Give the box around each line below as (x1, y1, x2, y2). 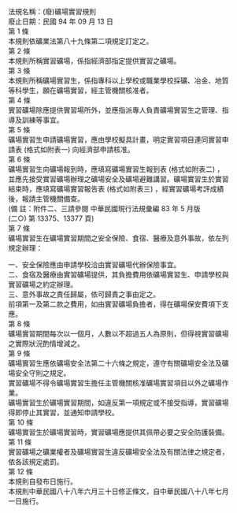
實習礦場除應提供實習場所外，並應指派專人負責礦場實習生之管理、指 (8, 106, 229, 114)
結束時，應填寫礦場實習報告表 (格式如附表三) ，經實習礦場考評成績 (8, 184, 224, 193)
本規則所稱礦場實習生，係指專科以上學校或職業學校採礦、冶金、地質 (8, 76, 229, 85)
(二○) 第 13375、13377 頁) (8, 214, 94, 223)
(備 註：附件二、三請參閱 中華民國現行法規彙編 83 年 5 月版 (8, 204, 201, 213)
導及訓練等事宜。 (8, 115, 64, 125)
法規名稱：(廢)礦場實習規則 (8, 7, 97, 16)
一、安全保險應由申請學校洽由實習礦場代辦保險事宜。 (8, 260, 181, 270)
